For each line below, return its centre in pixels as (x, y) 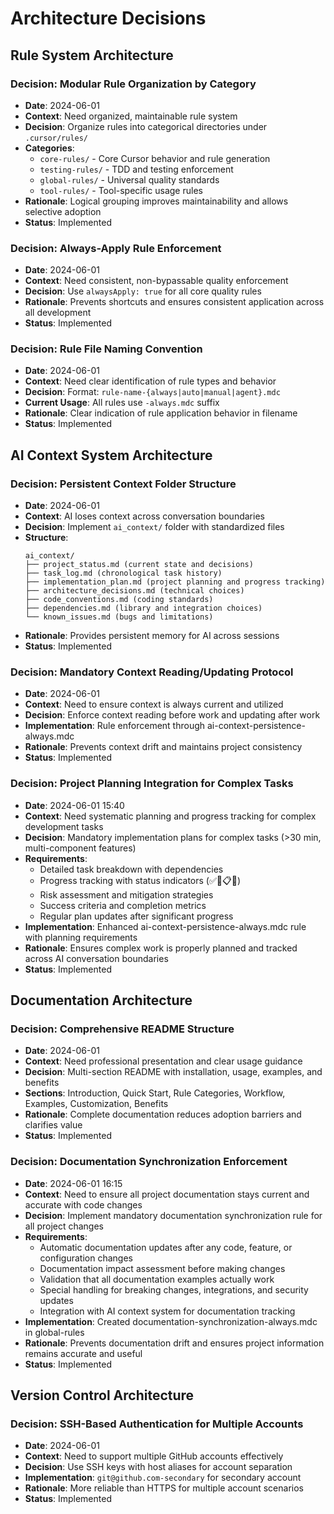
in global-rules (54, 1332)
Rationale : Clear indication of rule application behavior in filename (161, 413)
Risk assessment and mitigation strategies (126, 894)
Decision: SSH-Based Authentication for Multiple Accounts (157, 1424)
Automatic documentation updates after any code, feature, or (166, 1247)
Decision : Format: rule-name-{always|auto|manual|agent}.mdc (152, 392)
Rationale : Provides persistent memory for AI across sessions (152, 636)
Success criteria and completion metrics (123, 905)
